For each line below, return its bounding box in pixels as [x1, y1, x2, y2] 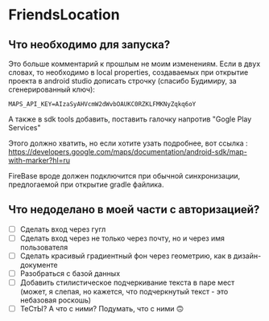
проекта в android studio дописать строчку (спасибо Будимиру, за [8, 76, 237, 85]
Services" [8, 123, 41, 132]
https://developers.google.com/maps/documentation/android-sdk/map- [8, 147, 247, 156]
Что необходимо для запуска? [8, 38, 171, 51]
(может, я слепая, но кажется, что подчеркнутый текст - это [19, 287, 229, 297]
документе [19, 260, 58, 270]
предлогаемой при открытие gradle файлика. [8, 179, 164, 189]
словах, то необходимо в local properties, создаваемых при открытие [8, 68, 249, 77]
